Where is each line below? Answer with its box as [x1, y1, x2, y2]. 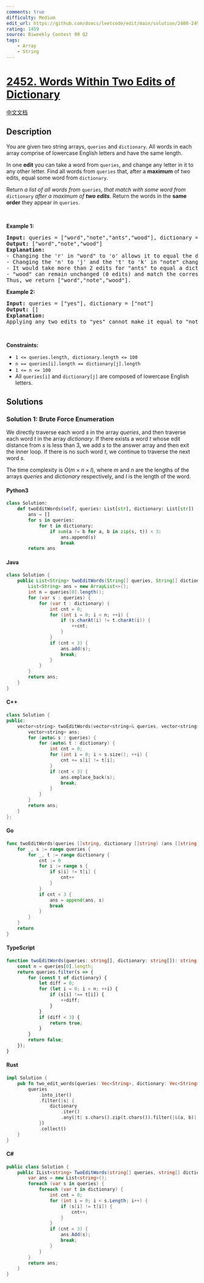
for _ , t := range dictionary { [28, 851, 110, 858]
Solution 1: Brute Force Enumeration [6, 414, 114, 423]
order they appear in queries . [6, 198, 80, 206]
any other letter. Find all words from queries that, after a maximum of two [6, 167, 191, 175]
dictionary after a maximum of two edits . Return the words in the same [6, 192, 187, 200]
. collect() [38, 1125, 67, 1132]
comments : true [6, 9, 45, 15]
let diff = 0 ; [38, 981, 75, 987]
